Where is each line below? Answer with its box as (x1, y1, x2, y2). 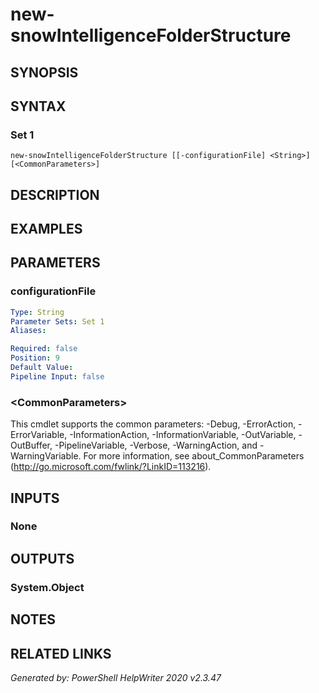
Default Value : (10, 363, 74, 373)
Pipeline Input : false (10, 371, 105, 382)
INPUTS (10, 489, 60, 507)
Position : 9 (10, 353, 60, 363)
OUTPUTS (10, 550, 75, 567)
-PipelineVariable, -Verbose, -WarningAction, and (54, 439, 258, 452)
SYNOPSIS (10, 64, 79, 81)
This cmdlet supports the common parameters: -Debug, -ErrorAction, (10, 418, 297, 430)
